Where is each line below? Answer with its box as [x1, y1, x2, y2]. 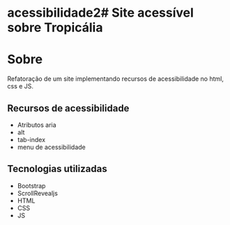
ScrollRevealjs [17, 189, 58, 197]
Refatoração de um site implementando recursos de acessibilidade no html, [7, 75, 224, 83]
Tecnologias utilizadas [7, 163, 107, 175]
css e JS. [7, 82, 33, 91]
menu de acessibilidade [17, 143, 86, 151]
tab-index [17, 135, 46, 143]
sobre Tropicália [7, 20, 103, 36]
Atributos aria [17, 121, 57, 129]
